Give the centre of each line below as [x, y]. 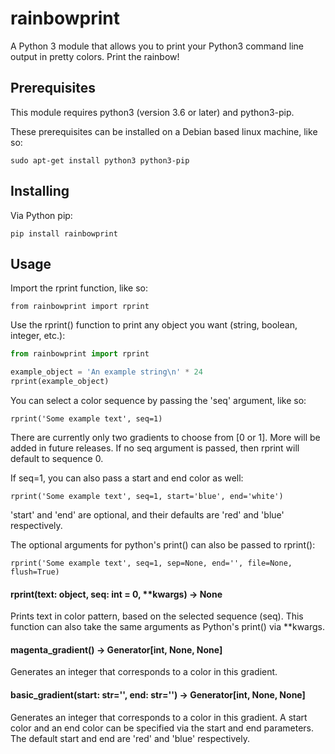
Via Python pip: [41, 215]
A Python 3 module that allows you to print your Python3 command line [157, 46]
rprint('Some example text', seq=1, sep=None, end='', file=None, [151, 563]
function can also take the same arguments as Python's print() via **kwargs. [168, 627]
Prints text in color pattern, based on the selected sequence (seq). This [157, 616]
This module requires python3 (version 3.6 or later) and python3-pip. [152, 112]
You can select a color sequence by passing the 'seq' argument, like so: [158, 400]
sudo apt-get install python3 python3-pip [100, 160]
